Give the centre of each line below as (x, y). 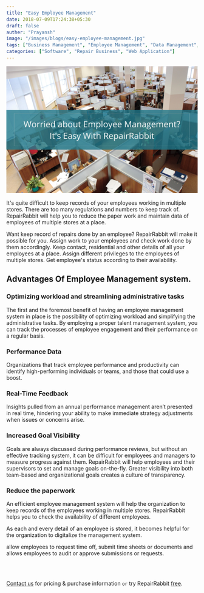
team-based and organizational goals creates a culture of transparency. (96, 475)
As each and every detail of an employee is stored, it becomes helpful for (98, 528)
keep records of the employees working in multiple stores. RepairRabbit (96, 510)
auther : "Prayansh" (31, 32)
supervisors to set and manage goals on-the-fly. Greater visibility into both (100, 468)
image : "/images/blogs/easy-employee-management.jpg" (76, 39)
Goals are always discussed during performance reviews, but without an (97, 449)
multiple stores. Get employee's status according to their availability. (92, 260)
